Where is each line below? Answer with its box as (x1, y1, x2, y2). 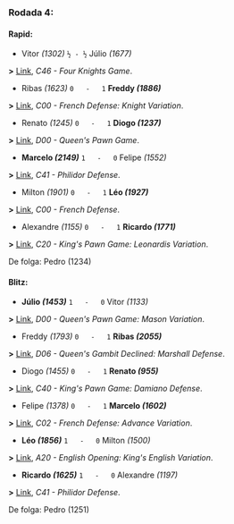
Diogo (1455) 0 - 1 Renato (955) (21, 366, 159, 376)
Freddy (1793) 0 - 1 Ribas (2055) (21, 331, 163, 342)
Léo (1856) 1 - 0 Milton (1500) (21, 435, 151, 446)
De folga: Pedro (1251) (8, 504, 90, 515)
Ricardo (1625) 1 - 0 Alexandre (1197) (21, 469, 179, 480)
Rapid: (8, 29, 33, 39)
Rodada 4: (8, 6, 54, 19)
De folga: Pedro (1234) (8, 257, 92, 267)
